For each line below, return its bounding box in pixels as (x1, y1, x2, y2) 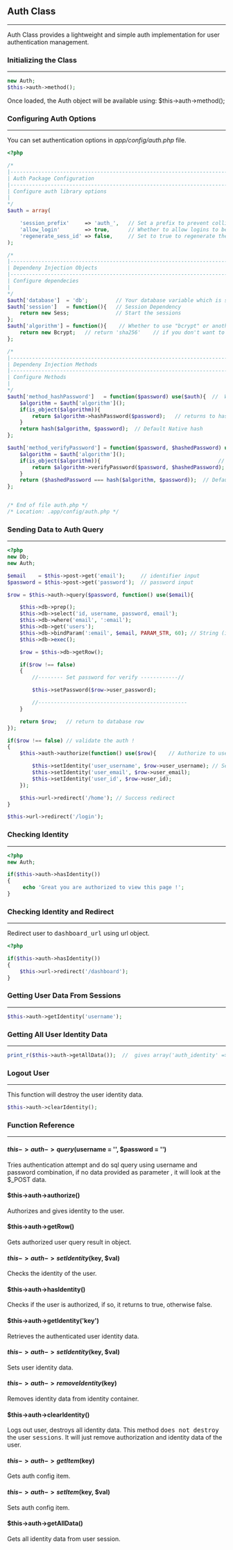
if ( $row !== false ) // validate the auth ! (7, 737, 135, 744)
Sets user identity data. (7, 1363, 74, 1372)
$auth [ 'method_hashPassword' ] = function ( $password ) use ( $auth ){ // (7, 393, 218, 400)
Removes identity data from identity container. (7, 1395, 139, 1403)
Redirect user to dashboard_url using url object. (7, 929, 150, 938)
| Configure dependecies (7, 278, 79, 285)
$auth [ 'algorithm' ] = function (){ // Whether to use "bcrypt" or (7, 323, 209, 330)
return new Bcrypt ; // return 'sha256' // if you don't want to (19, 329, 225, 336)
